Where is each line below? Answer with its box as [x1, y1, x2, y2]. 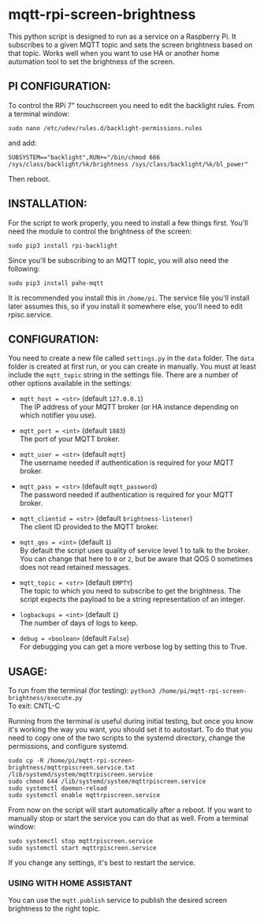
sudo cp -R [8, 757, 44, 765]
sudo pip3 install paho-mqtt [8, 279, 104, 287]
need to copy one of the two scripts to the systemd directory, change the [8, 733, 246, 743]
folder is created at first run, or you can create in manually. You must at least [8, 361, 256, 372]
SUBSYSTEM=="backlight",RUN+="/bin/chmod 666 [8, 153, 160, 161]
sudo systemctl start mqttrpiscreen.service [8, 844, 157, 852]
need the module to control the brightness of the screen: [8, 227, 192, 236]
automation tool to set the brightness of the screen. [8, 57, 175, 66]
